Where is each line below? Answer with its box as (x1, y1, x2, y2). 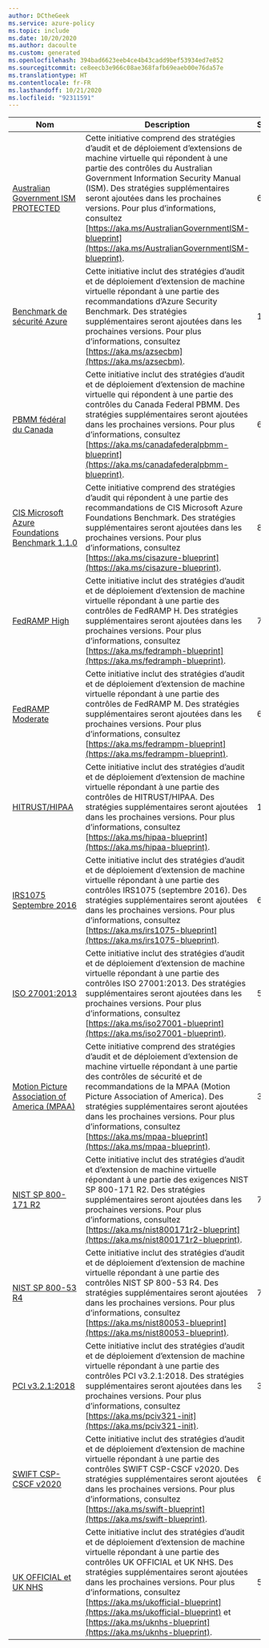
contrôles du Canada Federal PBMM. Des (85, 399, 240, 410)
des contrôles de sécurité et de (85, 1071, 203, 1082)
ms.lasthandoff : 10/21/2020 (8, 86, 102, 95)
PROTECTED (12, 203, 61, 214)
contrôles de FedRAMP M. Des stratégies (85, 699, 240, 710)
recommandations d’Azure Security (85, 296, 218, 307)
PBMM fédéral (12, 414, 66, 425)
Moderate (12, 714, 50, 725)
